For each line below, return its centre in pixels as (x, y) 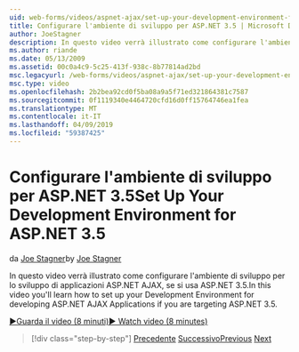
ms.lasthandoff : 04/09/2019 (61, 125)
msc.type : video (39, 84)
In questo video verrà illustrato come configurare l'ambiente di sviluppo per (147, 276)
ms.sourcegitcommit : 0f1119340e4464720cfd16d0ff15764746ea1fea (129, 100)
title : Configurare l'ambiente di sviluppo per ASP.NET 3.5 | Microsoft (147, 26)
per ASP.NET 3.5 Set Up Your (117, 196)
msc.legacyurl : (37, 76)
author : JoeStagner (45, 34)
